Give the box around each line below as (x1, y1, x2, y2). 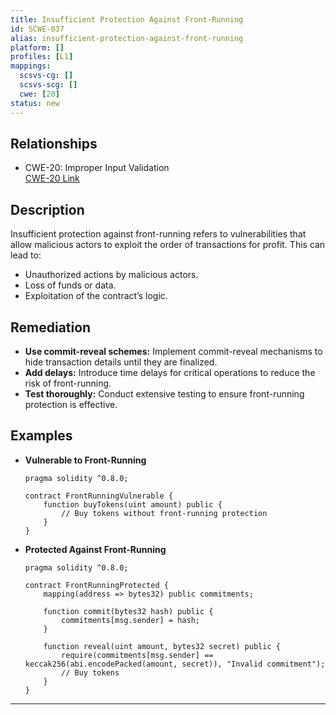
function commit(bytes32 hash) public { (43, 606, 214, 616)
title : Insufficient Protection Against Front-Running (10, 14, 244, 25)
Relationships (10, 135, 98, 152)
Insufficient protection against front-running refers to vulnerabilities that (10, 228, 307, 240)
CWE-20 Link (24, 172, 80, 185)
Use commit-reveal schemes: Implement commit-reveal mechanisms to (24, 345, 323, 357)
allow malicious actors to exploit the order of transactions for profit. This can (10, 239, 326, 251)
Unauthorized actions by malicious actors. (24, 269, 199, 281)
